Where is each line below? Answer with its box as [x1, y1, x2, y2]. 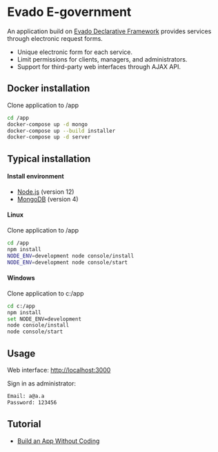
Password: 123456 [7, 399, 57, 406]
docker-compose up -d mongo [7, 120, 88, 128]
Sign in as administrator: [7, 379, 76, 388]
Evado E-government [7, 4, 132, 20]
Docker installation [7, 82, 90, 94]
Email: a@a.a [7, 392, 45, 399]
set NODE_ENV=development [7, 316, 81, 323]
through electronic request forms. [7, 34, 103, 42]
